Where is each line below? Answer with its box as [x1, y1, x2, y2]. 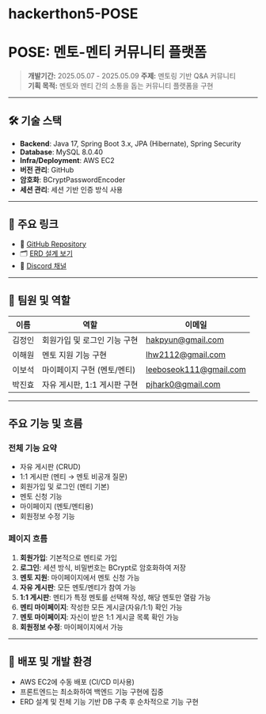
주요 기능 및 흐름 [8, 416, 83, 430]
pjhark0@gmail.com [146, 378, 221, 389]
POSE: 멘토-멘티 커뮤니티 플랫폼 [8, 44, 207, 62]
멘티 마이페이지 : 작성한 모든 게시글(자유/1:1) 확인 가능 [19, 602, 184, 612]
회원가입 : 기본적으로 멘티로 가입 [19, 553, 117, 562]
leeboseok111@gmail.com [146, 363, 247, 374]
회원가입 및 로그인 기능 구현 [42, 334, 139, 345]
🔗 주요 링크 [8, 218, 59, 231]
